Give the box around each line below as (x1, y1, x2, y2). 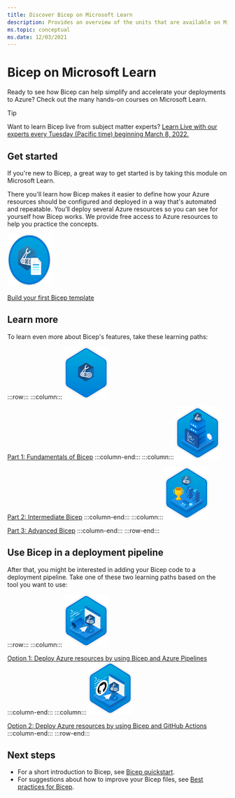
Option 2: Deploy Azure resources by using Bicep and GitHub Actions (7, 721, 208, 730)
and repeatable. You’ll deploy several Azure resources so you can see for (7, 205, 218, 213)
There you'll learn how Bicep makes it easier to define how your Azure (7, 190, 210, 198)
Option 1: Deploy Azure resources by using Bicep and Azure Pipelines (7, 653, 208, 663)
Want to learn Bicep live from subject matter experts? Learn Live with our (7, 123, 218, 131)
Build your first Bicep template (7, 293, 94, 302)
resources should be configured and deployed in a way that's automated (7, 197, 217, 206)
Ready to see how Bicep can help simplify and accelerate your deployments (7, 88, 226, 96)
